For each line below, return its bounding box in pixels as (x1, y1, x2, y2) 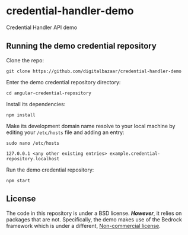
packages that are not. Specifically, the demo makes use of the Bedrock (6, 215, 182, 223)
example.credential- (109, 150, 161, 157)
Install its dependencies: (6, 100, 66, 107)
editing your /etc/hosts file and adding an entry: (6, 129, 125, 136)
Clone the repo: (6, 56, 44, 63)
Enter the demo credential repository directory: (6, 78, 121, 85)
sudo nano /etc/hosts (6, 140, 60, 146)
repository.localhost (6, 155, 60, 161)
